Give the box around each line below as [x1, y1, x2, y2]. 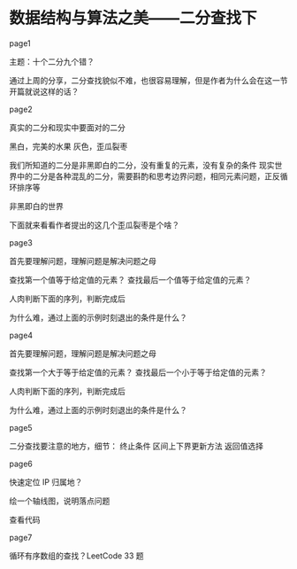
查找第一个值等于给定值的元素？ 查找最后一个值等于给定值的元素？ [9, 274, 252, 284]
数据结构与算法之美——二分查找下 [9, 8, 258, 28]
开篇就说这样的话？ [9, 86, 80, 97]
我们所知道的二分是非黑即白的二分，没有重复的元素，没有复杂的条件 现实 [9, 160, 275, 170]
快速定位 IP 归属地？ [9, 476, 83, 487]
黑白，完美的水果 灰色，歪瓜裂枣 [9, 141, 128, 152]
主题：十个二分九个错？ [9, 56, 95, 66]
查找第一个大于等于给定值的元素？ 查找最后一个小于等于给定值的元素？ [9, 367, 267, 378]
